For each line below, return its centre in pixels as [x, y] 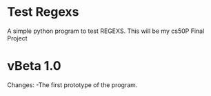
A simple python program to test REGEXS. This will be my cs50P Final [106, 31]
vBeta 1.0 [34, 66]
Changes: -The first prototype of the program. [72, 85]
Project [17, 38]
